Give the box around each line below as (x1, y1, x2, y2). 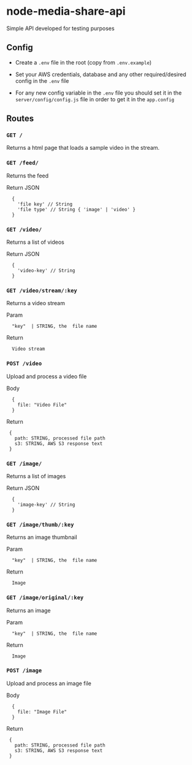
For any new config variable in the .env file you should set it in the (15, 89, 182, 96)
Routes (6, 114, 34, 124)
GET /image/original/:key (6, 594, 84, 601)
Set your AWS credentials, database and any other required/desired (15, 71, 186, 78)
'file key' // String (17, 201, 72, 207)
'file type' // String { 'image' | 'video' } (17, 206, 136, 212)
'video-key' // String (17, 268, 75, 274)
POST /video (6, 360, 42, 367)
